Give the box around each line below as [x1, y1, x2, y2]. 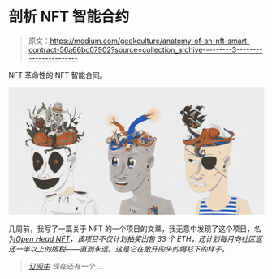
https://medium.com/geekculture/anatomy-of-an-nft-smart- [50, 36, 250, 45]
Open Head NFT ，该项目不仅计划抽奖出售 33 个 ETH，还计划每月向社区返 [15, 234, 262, 243]
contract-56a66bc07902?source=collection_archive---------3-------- [28, 45, 263, 54]
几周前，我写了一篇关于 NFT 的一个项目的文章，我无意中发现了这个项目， [8, 224, 254, 234]
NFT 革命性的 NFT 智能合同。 [8, 70, 107, 79]
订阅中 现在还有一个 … [28, 261, 103, 271]
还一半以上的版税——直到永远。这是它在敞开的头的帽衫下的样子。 [8, 244, 230, 254]
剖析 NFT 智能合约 [8, 7, 130, 26]
